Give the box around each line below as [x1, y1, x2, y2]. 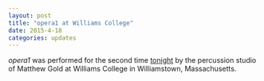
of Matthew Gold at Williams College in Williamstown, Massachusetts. [8, 64, 237, 74]
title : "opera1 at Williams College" [8, 19, 134, 27]
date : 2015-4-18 [8, 26, 62, 34]
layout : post [8, 11, 52, 20]
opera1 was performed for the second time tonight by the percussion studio [8, 56, 257, 65]
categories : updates [8, 33, 77, 42]
